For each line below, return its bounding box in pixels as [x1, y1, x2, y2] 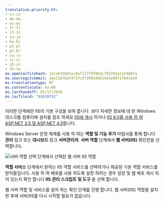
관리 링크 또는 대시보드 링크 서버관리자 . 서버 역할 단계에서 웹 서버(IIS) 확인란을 [5, 137, 155, 143]
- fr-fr [5, 26, 21, 30]
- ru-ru [5, 53, 21, 58]
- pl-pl [5, 44, 21, 49]
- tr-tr [5, 58, 21, 62]
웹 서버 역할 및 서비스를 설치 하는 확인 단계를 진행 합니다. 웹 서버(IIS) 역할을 [5, 187, 149, 193]
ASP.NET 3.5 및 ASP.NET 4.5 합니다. [5, 120, 76, 126]
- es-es [5, 21, 21, 26]
